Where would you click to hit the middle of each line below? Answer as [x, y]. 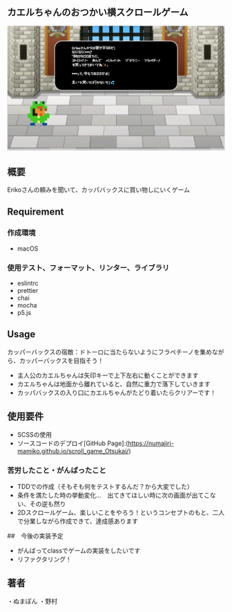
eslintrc [28, 283]
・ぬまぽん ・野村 [32, 601]
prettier [28, 291]
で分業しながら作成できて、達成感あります [78, 521]
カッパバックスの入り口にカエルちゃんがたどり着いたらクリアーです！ [116, 393]
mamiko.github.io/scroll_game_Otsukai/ [73, 451]
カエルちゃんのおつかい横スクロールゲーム [98, 12]
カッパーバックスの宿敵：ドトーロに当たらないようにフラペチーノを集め [110, 352]
